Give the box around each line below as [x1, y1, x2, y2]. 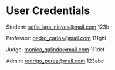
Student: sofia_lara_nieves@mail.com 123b [6, 23, 110, 30]
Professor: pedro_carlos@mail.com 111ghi [6, 34, 106, 41]
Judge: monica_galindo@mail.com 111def [6, 45, 105, 53]
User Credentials [6, 4, 90, 17]
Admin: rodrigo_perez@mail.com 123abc [6, 57, 104, 64]
